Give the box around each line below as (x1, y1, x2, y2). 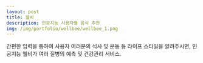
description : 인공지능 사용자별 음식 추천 (6, 20, 100, 26)
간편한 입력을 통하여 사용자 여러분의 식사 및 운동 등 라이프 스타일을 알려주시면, (6, 43, 191, 50)
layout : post (6, 8, 40, 15)
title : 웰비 (6, 14, 35, 20)
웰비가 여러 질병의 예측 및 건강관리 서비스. (22, 50, 122, 58)
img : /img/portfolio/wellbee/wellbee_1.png (6, 25, 119, 32)
